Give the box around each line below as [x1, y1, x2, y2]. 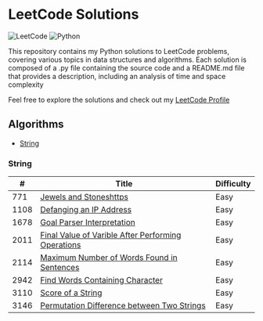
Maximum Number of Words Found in [40, 252, 178, 263]
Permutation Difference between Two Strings [40, 300, 206, 311]
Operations [40, 240, 81, 251]
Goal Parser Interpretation [40, 217, 135, 228]
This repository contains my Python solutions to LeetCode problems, [8, 46, 229, 56]
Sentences [40, 262, 80, 273]
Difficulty [214, 179, 251, 189]
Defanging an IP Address [40, 204, 131, 215]
